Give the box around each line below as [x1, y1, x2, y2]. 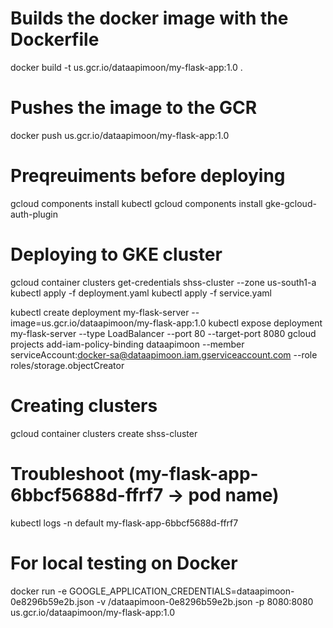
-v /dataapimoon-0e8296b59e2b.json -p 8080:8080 [96, 595, 314, 607]
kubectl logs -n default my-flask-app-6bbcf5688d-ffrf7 [10, 517, 239, 529]
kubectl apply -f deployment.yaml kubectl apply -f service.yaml [10, 287, 272, 299]
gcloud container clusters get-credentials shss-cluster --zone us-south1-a [10, 276, 317, 288]
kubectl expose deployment [208, 317, 323, 329]
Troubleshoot [10, 462, 125, 485]
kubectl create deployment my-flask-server [10, 306, 190, 318]
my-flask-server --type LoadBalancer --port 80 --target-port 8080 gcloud [10, 327, 317, 339]
